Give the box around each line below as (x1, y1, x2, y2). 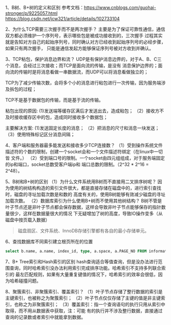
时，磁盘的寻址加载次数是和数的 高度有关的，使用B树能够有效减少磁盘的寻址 (5, 191, 166, 197)
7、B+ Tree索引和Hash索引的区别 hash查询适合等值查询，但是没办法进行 (5, 258, 158, 264)
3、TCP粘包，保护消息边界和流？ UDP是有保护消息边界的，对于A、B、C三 (5, 56, 162, 62)
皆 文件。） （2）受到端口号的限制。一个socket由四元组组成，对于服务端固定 (5, 155, 165, 161)
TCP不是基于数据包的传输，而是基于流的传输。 (5, 97, 103, 103)
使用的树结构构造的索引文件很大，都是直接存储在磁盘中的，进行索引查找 (9, 185, 161, 191)
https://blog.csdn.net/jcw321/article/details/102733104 (5, 16, 120, 21)
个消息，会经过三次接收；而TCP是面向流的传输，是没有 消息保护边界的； (5, 63, 158, 68)
